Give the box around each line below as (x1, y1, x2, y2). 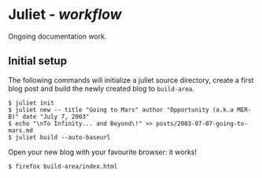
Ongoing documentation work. (8, 32, 107, 41)
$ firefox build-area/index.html (8, 162, 118, 170)
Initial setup (8, 54, 68, 68)
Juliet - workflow (8, 6, 122, 24)
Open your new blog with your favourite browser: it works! (8, 147, 197, 157)
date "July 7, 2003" (22, 113, 90, 121)
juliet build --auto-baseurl (15, 133, 111, 141)
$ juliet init (8, 98, 55, 107)
